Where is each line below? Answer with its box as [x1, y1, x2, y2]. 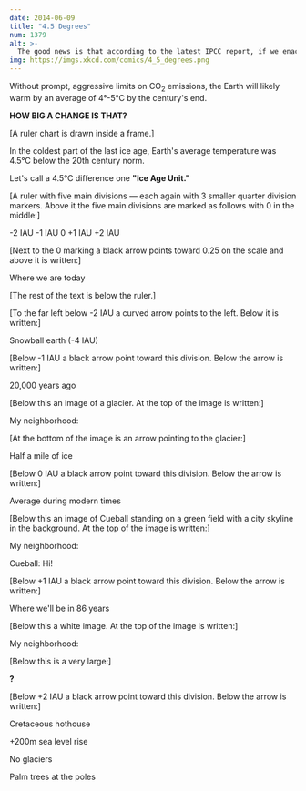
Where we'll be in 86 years [9, 603, 110, 614]
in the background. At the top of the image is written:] [9, 522, 211, 533]
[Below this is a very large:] [9, 655, 112, 666]
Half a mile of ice [9, 450, 73, 461]
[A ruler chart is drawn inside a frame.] [9, 127, 155, 138]
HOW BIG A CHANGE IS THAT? [9, 110, 127, 121]
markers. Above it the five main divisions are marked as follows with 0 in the [9, 199, 295, 210]
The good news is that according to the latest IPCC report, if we [17, 47, 280, 56]
